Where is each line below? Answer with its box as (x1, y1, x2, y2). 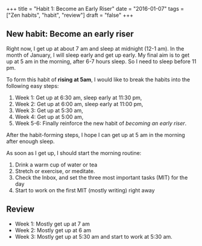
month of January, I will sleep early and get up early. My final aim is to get (6, 51, 190, 58)
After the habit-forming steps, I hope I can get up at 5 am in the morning (6, 131, 185, 138)
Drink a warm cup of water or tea (14, 161, 98, 168)
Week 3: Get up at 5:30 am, (14, 107, 83, 114)
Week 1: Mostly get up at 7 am (14, 220, 90, 227)
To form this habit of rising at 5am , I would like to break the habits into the (6, 75, 191, 83)
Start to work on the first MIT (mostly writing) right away (14, 186, 155, 194)
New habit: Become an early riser (6, 29, 134, 39)
